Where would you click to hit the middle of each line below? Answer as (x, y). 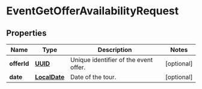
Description (115, 50)
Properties (26, 33)
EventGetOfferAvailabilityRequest (93, 11)
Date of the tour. (93, 77)
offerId (19, 64)
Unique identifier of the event (112, 60)
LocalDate (50, 77)
